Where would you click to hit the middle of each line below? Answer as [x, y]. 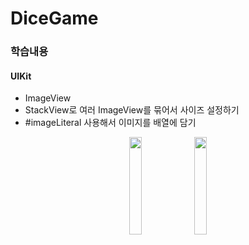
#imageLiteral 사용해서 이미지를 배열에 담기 [110, 123]
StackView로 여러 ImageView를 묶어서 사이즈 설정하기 [132, 110]
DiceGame [54, 18]
